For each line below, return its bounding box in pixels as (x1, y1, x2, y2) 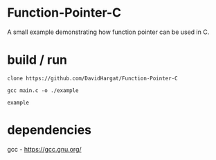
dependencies (7, 123, 92, 138)
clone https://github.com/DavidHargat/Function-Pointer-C (7, 75, 178, 82)
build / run (7, 52, 68, 68)
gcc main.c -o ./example (7, 87, 79, 94)
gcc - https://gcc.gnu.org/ (7, 145, 82, 153)
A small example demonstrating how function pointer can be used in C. (7, 28, 210, 36)
